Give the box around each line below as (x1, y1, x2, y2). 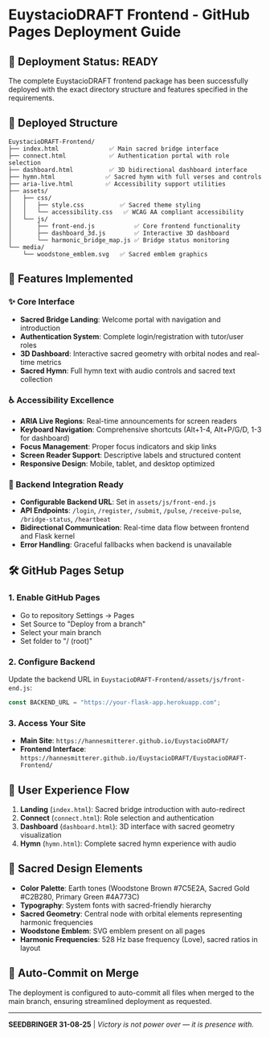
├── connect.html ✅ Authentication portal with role (8, 151, 230, 160)
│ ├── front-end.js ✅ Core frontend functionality (8, 222, 241, 230)
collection (19, 374, 53, 383)
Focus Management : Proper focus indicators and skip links (19, 441, 217, 451)
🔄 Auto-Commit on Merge (8, 966, 139, 980)
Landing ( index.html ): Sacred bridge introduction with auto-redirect (19, 805, 245, 814)
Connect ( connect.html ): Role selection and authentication (19, 814, 215, 823)
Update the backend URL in (8, 674, 100, 684)
